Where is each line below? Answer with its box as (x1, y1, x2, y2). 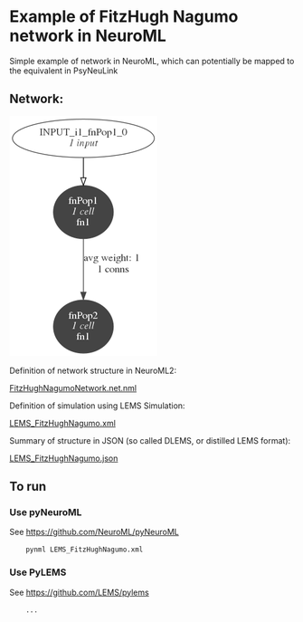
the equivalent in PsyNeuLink (9, 65, 118, 76)
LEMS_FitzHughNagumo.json (9, 453, 118, 464)
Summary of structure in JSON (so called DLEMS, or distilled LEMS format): (9, 435, 291, 445)
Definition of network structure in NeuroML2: (9, 365, 177, 376)
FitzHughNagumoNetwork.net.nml (9, 382, 137, 393)
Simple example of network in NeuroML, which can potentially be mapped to (9, 55, 295, 66)
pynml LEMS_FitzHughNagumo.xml (25, 545, 144, 554)
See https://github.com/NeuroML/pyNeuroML (9, 527, 179, 538)
